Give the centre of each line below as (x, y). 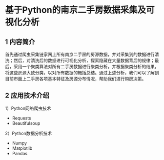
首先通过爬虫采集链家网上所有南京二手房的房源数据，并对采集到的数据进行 (80, 54)
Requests (21, 118)
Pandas (20, 153)
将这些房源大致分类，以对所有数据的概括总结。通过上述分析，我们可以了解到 (82, 73)
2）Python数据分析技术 (29, 133)
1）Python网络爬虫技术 (28, 108)
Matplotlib (22, 148)
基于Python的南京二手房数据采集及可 (80, 10)
